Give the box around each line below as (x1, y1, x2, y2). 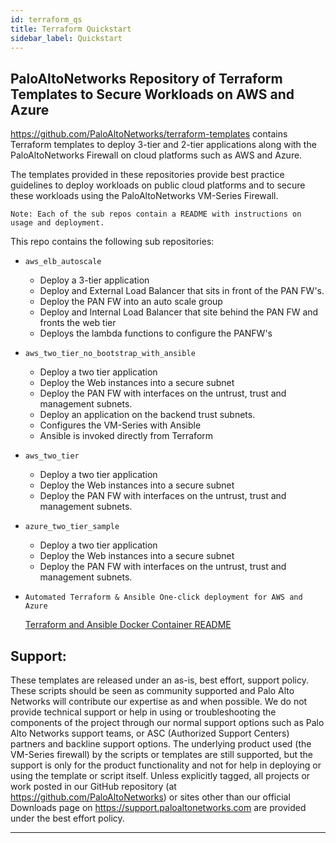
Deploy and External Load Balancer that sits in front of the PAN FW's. (39, 285, 325, 297)
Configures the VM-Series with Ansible (39, 419, 202, 431)
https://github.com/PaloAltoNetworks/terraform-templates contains (10, 128, 288, 140)
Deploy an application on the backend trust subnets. (39, 409, 256, 421)
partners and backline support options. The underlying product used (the (10, 738, 312, 750)
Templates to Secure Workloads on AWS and (10, 86, 295, 103)
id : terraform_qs (10, 14, 83, 25)
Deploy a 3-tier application (39, 274, 150, 286)
